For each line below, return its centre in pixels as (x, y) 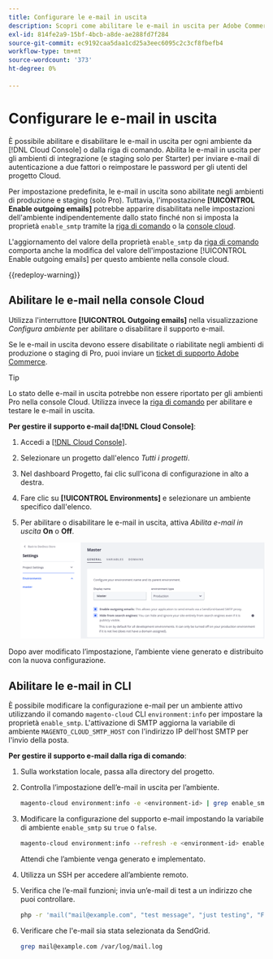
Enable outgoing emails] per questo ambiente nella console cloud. (119, 259)
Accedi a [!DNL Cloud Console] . (74, 442)
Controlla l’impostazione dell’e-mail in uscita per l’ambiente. (119, 787)
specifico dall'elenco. (56, 506)
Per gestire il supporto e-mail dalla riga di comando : (97, 756)
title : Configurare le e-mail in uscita (78, 17)
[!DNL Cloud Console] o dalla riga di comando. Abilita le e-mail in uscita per (135, 150)
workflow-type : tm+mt (45, 52)
